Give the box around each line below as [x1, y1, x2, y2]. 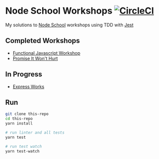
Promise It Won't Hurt [12, 55, 58, 61]
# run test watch [5, 144, 42, 149]
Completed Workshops [5, 36, 80, 45]
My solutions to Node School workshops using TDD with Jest [5, 22, 134, 28]
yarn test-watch [5, 148, 40, 154]
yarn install [5, 121, 33, 126]
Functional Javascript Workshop [12, 50, 80, 56]
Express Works [12, 84, 45, 90]
